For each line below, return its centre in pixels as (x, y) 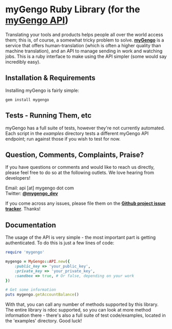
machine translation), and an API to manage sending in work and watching (84, 51)
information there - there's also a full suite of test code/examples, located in (85, 315)
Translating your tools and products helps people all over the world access (84, 34)
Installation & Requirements (51, 78)
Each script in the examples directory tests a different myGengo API (77, 133)
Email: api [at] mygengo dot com (40, 188)
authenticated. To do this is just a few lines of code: (60, 243)
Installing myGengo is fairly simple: (42, 90)
